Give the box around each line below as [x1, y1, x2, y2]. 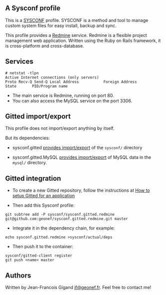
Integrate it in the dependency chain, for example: [12, 225, 115, 231]
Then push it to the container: [12, 244, 73, 250]
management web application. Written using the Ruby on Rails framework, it [5, 37, 161, 43]
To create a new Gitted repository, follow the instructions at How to [12, 187, 150, 194]
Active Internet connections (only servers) [5, 75, 99, 80]
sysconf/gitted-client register [5, 253, 72, 259]
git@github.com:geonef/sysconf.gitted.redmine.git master [5, 217, 128, 222]
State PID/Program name [5, 83, 68, 89]
